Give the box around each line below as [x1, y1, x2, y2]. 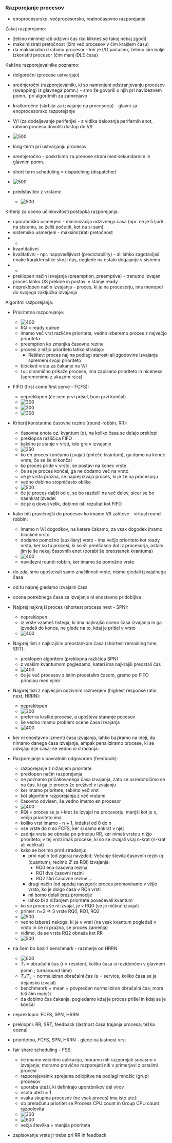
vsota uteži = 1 [20, 1089, 51, 1095]
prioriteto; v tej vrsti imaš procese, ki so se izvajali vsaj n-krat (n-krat [20, 836, 166, 843]
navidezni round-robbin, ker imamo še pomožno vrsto [20, 559, 135, 565]
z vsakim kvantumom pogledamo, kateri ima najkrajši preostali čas [20, 661, 161, 667]
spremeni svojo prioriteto [28, 357, 81, 363]
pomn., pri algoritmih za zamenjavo [12, 93, 87, 99]
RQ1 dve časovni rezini [35, 869, 84, 876]
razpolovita [20, 1106, 45, 1112]
